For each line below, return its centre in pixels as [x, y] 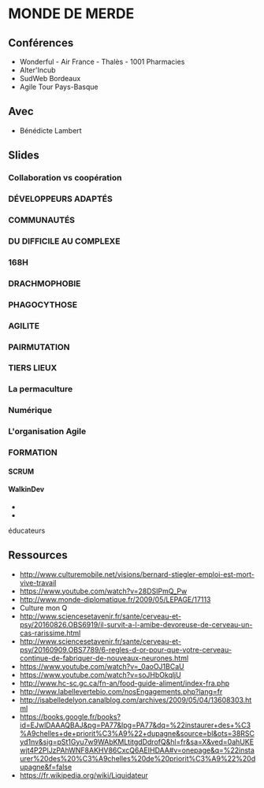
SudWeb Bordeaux [50, 78]
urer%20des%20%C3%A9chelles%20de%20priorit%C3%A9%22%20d [138, 758]
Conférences [41, 43]
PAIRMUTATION [39, 347]
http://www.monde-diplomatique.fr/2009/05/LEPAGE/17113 [115, 599]
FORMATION [33, 452]
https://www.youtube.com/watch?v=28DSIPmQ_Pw [103, 591]
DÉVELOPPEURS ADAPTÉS [60, 199]
